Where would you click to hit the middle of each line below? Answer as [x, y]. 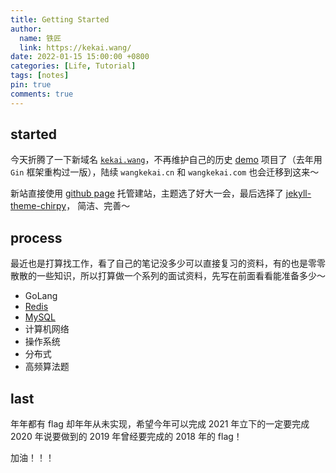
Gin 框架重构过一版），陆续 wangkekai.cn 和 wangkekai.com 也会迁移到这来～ [165, 172]
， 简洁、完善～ [98, 206]
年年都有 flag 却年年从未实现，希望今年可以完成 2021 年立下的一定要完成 [160, 424]
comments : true [42, 94]
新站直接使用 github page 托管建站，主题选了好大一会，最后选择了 [147, 193]
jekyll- [298, 193]
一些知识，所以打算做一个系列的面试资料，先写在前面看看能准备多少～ [181, 276]
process [36, 237]
